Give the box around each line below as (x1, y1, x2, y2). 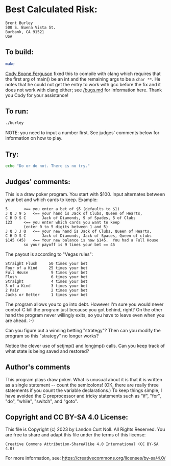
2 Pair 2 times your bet (5, 287, 88, 293)
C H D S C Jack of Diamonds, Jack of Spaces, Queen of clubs (5, 233, 152, 238)
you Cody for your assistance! (5, 92, 69, 98)
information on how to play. (5, 135, 63, 141)
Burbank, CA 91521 (5, 29, 44, 34)
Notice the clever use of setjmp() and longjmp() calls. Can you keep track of (5, 342, 165, 349)
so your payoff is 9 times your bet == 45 (23, 242, 115, 247)
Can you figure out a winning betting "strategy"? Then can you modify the (5, 327, 161, 333)
